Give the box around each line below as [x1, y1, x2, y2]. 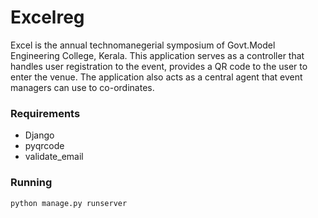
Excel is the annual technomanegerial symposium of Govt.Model [10, 39, 276, 51]
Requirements [10, 106, 81, 120]
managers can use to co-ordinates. [10, 81, 155, 93]
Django [24, 129, 55, 141]
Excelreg [10, 6, 85, 29]
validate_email [24, 151, 84, 163]
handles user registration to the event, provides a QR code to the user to [10, 60, 308, 72]
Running [10, 176, 53, 190]
